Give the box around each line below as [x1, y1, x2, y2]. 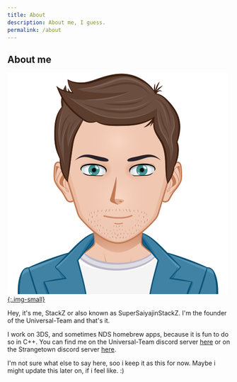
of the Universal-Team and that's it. [7, 316, 110, 325]
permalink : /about [7, 26, 62, 33]
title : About [7, 11, 46, 18]
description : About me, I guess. [7, 18, 106, 26]
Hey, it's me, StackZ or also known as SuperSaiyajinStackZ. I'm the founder [7, 309, 227, 318]
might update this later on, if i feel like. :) [7, 366, 125, 375]
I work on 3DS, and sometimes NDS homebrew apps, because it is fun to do [7, 330, 229, 339]
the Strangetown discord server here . [7, 345, 117, 354]
